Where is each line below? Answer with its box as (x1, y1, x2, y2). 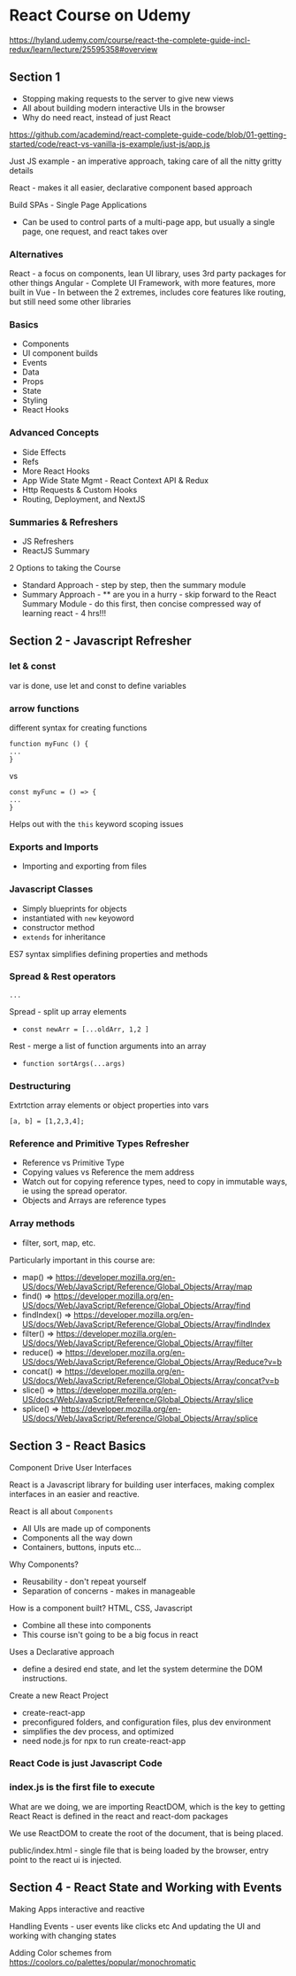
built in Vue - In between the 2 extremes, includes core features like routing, (9, 287, 286, 297)
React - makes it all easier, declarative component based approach (9, 182, 253, 193)
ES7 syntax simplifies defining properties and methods (9, 948, 209, 959)
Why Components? (9, 1559, 80, 1570)
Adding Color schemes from (9, 1947, 112, 1957)
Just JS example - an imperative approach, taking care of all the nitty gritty (9, 156, 283, 166)
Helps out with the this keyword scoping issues (9, 818, 184, 829)
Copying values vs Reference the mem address (21, 1167, 194, 1177)
